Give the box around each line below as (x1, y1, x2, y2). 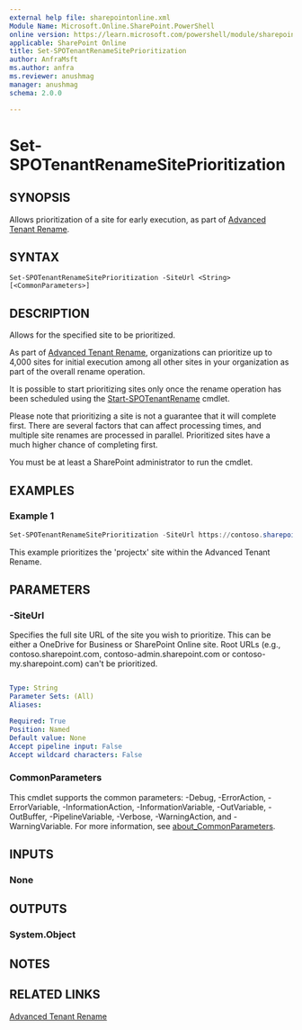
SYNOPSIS (9, 190, 71, 205)
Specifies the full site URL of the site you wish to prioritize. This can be (9, 629, 271, 640)
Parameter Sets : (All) (9, 692, 94, 701)
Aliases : (9, 700, 42, 709)
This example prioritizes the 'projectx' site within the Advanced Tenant (9, 547, 271, 557)
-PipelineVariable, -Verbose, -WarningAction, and (49, 811, 232, 822)
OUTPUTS (9, 901, 67, 917)
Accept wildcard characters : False (9, 750, 143, 759)
